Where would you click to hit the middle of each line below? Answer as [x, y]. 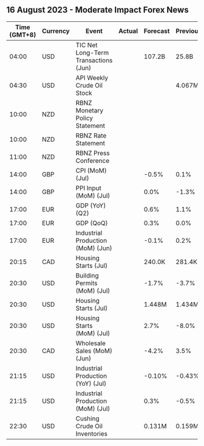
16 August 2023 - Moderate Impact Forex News [98, 10]
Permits [87, 283]
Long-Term [92, 52]
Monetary [90, 110]
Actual [128, 31]
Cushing [87, 418]
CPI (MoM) [91, 170]
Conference [93, 161]
